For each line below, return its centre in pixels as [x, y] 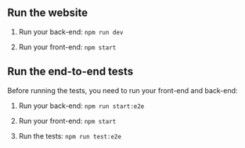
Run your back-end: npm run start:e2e [81, 106]
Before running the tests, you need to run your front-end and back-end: [122, 90]
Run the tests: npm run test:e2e [70, 135]
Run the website [47, 13]
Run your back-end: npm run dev [71, 31]
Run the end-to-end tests [70, 72]
